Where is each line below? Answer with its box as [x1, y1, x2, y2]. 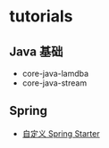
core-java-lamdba [21, 69, 89, 78]
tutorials [9, 6, 73, 27]
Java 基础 [9, 44, 63, 59]
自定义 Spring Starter [21, 127, 100, 139]
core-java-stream [21, 78, 88, 88]
